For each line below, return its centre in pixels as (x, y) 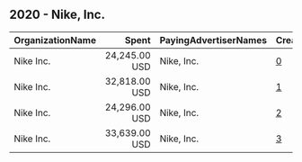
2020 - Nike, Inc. (58, 15)
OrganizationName (55, 40)
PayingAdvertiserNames (213, 40)
